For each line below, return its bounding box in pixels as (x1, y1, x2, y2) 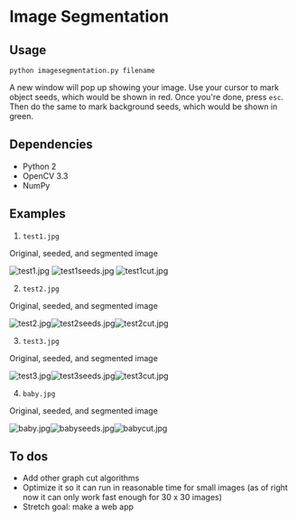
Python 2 (22, 161, 57, 172)
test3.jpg (22, 337, 60, 346)
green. (9, 111, 34, 121)
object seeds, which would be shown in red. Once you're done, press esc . (9, 92, 284, 102)
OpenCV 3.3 (22, 170, 69, 181)
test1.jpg (22, 232, 60, 241)
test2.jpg (22, 284, 60, 293)
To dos (9, 449, 49, 464)
